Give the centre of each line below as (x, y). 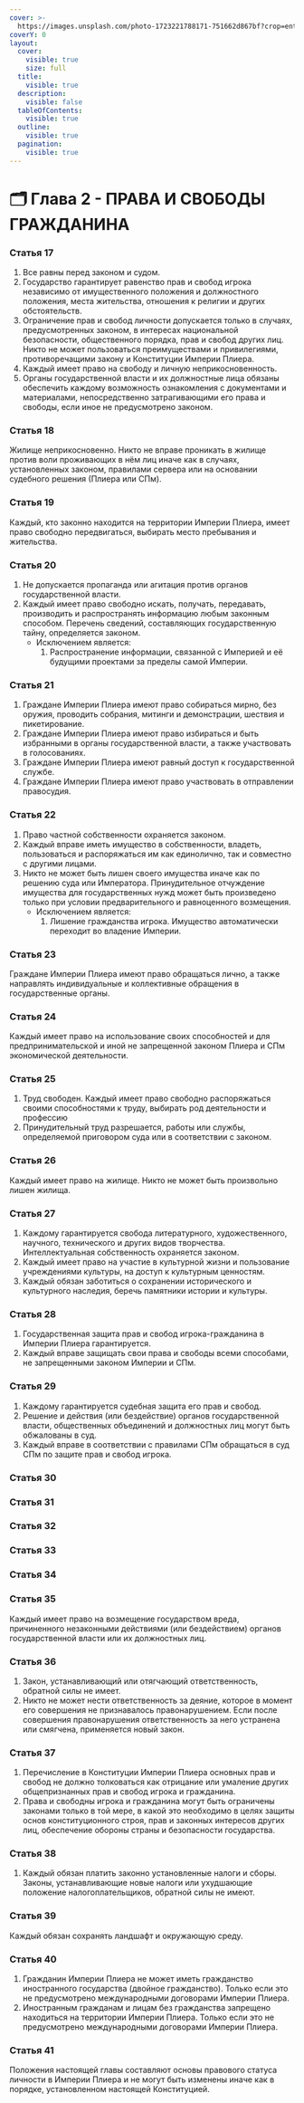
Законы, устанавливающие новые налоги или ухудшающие (138, 1883)
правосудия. (47, 791)
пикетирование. (53, 724)
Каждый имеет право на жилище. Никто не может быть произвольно (144, 1180)
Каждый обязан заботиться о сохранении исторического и (137, 1281)
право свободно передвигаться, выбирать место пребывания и (133, 531)
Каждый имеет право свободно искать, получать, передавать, (144, 604)
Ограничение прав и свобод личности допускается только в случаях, (157, 320)
